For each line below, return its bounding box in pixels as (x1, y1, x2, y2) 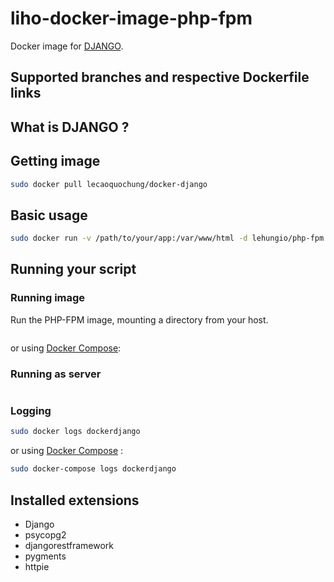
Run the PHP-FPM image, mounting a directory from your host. (10, 313, 269, 326)
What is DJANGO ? (10, 118, 130, 136)
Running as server (10, 367, 102, 381)
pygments (24, 550, 67, 562)
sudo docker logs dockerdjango (10, 427, 141, 437)
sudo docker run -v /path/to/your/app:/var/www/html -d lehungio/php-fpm (10, 233, 325, 244)
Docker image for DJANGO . (10, 40, 124, 52)
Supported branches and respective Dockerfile (10, 69, 310, 86)
